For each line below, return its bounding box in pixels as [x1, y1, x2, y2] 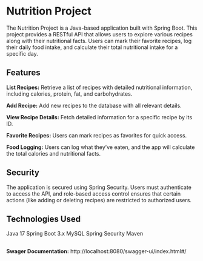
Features [6, 68, 41, 78]
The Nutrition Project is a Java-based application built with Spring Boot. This [6, 24, 198, 31]
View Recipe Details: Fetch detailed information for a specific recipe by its [6, 113, 193, 121]
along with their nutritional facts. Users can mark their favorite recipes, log [6, 37, 192, 44]
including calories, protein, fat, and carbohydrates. [6, 90, 133, 97]
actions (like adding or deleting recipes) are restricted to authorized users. [6, 196, 192, 203]
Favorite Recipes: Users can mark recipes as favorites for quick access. [6, 131, 187, 139]
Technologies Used [6, 214, 81, 224]
